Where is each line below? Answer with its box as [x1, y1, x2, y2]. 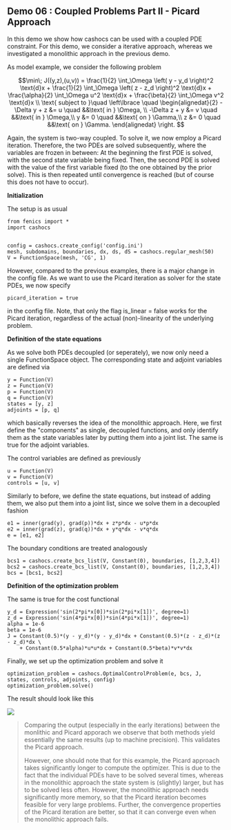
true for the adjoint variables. [7, 441, 90, 449]
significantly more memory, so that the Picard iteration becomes [23, 793, 207, 801]
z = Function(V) [7, 382, 54, 389]
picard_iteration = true [7, 294, 79, 302]
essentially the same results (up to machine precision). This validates [23, 735, 221, 744]
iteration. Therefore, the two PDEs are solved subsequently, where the [7, 141, 207, 149]
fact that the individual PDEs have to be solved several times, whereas [23, 771, 224, 779]
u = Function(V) [7, 467, 54, 474]
